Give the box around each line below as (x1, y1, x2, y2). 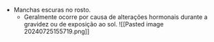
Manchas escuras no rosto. (13, 6, 91, 14)
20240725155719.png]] (23, 27, 90, 35)
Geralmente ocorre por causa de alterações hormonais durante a (23, 13, 208, 21)
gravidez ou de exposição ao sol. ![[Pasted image (23, 20, 164, 28)
